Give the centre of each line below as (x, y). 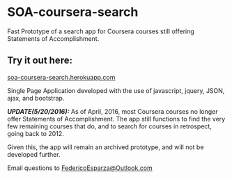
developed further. (34, 154)
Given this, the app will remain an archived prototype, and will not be (106, 147)
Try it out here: (40, 61)
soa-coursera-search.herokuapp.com (61, 77)
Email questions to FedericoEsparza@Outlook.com (80, 168)
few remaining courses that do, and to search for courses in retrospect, (110, 126)
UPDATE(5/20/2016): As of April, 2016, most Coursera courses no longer (113, 111)
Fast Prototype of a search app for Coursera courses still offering (101, 31)
